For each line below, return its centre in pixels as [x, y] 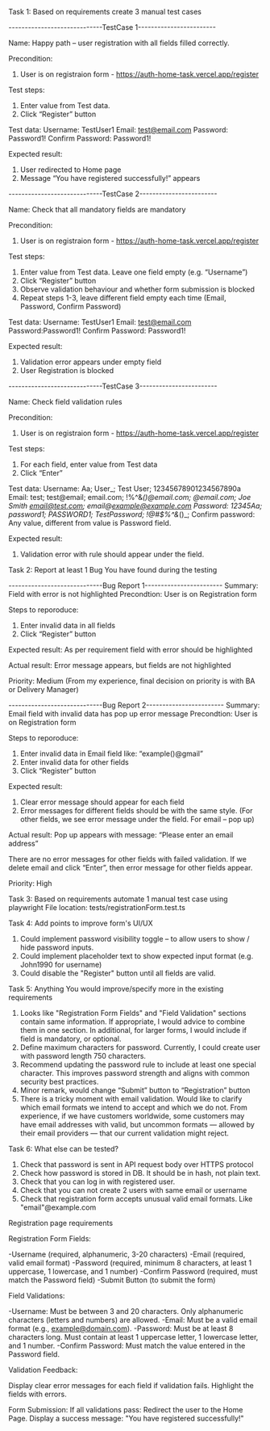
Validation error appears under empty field [91, 362]
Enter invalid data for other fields [74, 762]
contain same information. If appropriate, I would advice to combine [133, 1022]
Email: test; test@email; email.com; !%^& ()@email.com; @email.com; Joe [130, 497]
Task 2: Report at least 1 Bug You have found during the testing [113, 570]
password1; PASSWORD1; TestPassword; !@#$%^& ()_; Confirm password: [132, 514]
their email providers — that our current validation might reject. [125, 1133]
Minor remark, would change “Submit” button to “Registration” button [135, 1090]
